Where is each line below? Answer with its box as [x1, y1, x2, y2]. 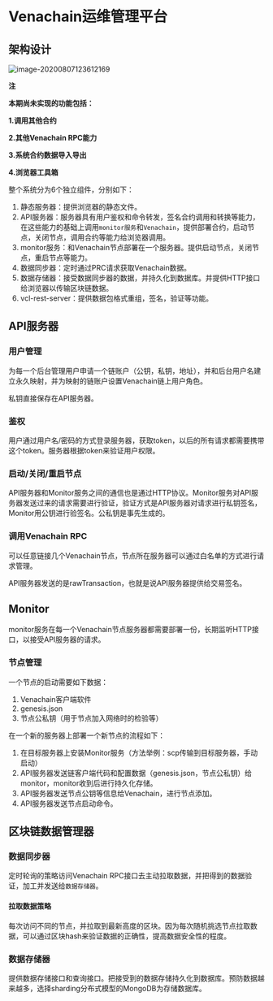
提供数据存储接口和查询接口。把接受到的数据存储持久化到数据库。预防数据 [8, 973, 258, 983]
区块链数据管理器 [8, 825, 94, 838]
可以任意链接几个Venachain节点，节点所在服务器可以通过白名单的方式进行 [8, 550, 258, 561]
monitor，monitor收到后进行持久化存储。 [19, 778, 158, 788]
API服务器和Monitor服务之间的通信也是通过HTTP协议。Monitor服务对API [8, 488, 252, 498]
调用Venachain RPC [8, 531, 88, 542]
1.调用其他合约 [8, 115, 57, 125]
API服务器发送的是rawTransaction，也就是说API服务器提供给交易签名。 [8, 578, 247, 587]
